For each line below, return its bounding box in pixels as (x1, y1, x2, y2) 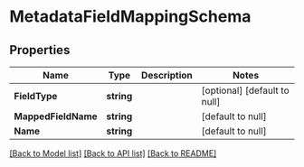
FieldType (14, 90, 58, 102)
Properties (9, 42, 71, 58)
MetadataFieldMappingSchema (9, 6, 252, 27)
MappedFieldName (14, 110, 98, 123)
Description (141, 70, 193, 81)
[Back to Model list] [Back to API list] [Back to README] (9, 148, 217, 159)
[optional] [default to (201, 84, 290, 97)
